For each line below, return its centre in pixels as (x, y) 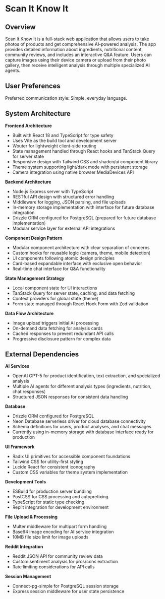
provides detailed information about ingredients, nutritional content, (74, 49)
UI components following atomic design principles (63, 258)
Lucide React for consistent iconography (54, 467)
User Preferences (33, 86)
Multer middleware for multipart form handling (59, 527)
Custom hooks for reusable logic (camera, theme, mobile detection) (81, 253)
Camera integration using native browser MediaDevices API (73, 172)
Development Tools (26, 482)
